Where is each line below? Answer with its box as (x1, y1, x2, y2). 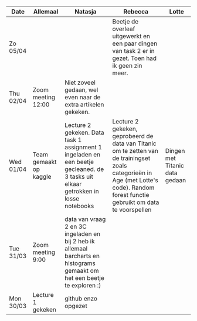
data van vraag (64, 215, 106, 223)
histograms (64, 259, 96, 267)
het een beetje (64, 274, 104, 282)
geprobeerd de (112, 132, 154, 140)
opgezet (64, 302, 88, 310)
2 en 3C (64, 223, 87, 230)
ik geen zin (112, 62, 142, 69)
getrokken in (64, 188, 100, 195)
